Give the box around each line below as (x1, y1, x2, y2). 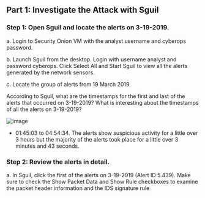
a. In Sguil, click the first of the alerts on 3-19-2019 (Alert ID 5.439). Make (6, 171, 191, 178)
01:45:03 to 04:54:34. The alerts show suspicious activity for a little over (15, 129, 198, 137)
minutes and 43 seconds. (15, 142, 80, 150)
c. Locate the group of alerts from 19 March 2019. (6, 80, 132, 88)
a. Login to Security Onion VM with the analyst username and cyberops (6, 37, 187, 45)
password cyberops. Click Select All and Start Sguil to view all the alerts (6, 62, 188, 69)
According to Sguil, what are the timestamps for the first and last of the (6, 92, 185, 100)
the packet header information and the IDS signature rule (6, 184, 150, 192)
